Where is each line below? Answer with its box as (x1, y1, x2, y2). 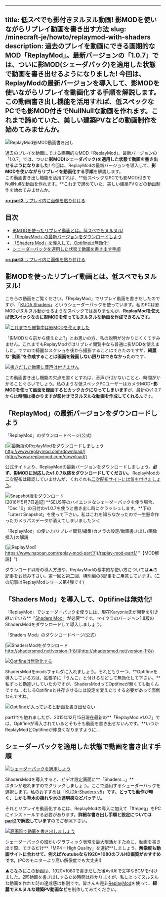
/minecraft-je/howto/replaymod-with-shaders (5, 33, 151, 42)
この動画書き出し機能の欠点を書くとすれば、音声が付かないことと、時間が (5, 375, 157, 381)
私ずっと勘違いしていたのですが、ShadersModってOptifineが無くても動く (5, 681, 155, 687)
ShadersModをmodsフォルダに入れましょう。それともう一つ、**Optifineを (5, 669, 158, 675)
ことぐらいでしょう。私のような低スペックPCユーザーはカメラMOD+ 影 (13, 381, 158, 387)
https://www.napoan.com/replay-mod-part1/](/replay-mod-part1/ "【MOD (5, 550, 155, 556)
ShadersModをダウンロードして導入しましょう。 (5, 621, 105, 628)
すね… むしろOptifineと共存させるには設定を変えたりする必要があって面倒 (9, 687, 161, 693)
